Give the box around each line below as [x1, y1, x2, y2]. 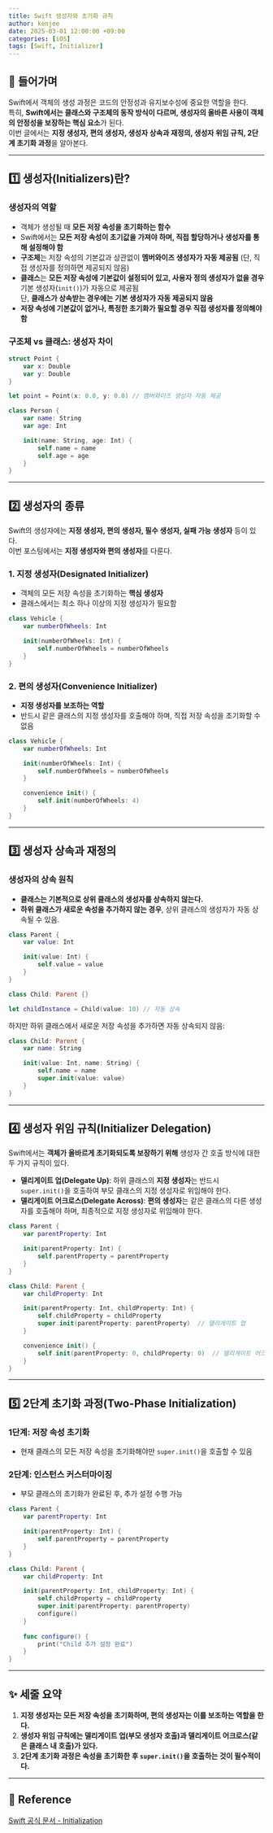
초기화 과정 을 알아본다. [16, 137, 89, 147]
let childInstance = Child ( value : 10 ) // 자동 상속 [8, 1005, 180, 1013]
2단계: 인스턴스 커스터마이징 [8, 1469, 113, 1481]
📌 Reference [8, 1793, 71, 1807]
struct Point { [8, 355, 60, 363]
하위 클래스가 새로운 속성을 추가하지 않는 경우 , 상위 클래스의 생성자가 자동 [19, 904, 250, 914]
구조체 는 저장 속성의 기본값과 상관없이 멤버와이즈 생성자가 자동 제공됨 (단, [19, 252, 252, 262]
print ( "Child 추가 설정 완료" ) [37, 1640, 133, 1648]
